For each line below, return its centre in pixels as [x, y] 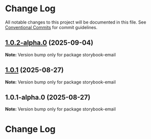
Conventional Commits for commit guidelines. [51, 27]
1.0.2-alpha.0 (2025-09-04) [49, 43]
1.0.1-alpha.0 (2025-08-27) [48, 97]
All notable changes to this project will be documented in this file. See [76, 22]
